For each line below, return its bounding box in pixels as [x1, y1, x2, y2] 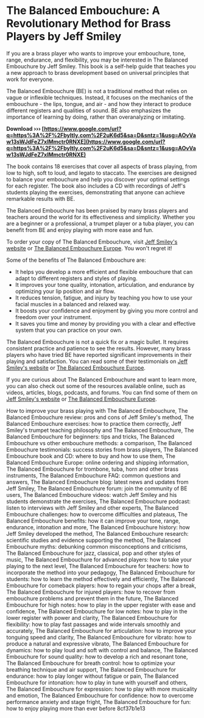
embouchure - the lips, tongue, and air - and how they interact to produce [6, 100, 192, 107]
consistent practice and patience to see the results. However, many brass [6, 345, 191, 352]
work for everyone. [6, 76, 54, 83]
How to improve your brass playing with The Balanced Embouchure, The [6, 407, 188, 414]
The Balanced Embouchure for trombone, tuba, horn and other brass [6, 465, 178, 473]
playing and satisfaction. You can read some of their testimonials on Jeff [6, 357, 188, 365]
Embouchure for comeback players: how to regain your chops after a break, [6, 582, 197, 589]
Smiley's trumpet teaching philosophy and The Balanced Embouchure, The [6, 426, 194, 434]
